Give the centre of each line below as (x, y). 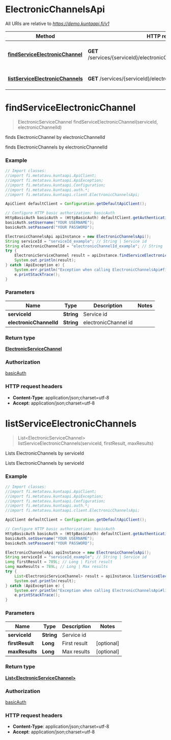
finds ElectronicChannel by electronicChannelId (55, 137)
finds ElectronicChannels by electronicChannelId (56, 147)
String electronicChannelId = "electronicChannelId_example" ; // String (84, 246)
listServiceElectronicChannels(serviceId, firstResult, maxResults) (85, 443)
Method (45, 36)
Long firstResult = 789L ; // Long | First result (59, 562)
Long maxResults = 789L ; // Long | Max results (57, 567)
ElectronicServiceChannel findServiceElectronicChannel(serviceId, (88, 122)
